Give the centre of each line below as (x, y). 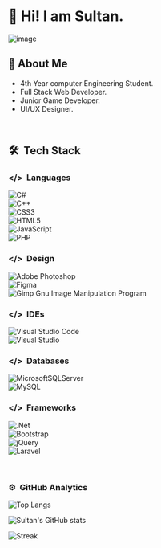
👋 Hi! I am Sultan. (66, 16)
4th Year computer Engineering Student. (87, 83)
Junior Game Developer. (60, 100)
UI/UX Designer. (46, 108)
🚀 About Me (38, 64)
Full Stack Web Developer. (63, 92)
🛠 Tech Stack (45, 151)
